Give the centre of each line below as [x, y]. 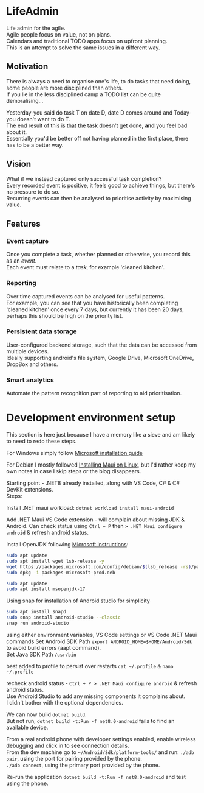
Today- [183, 112]
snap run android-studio [38, 623]
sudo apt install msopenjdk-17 [46, 589]
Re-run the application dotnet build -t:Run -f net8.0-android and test [96, 777]
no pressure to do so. [33, 192]
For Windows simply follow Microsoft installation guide [74, 453]
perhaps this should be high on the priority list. [65, 315]
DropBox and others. [32, 364]
